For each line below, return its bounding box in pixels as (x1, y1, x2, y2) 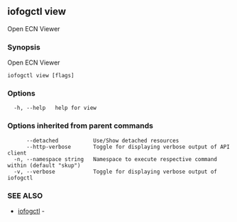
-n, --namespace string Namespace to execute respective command (13, 155, 218, 162)
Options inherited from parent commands (7, 121, 154, 131)
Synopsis (7, 42, 40, 52)
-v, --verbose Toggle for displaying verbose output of (13, 168, 218, 175)
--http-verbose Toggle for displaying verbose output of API (26, 143, 231, 150)
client (7, 149, 27, 157)
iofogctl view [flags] (7, 72, 75, 79)
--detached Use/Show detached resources (26, 137, 180, 144)
